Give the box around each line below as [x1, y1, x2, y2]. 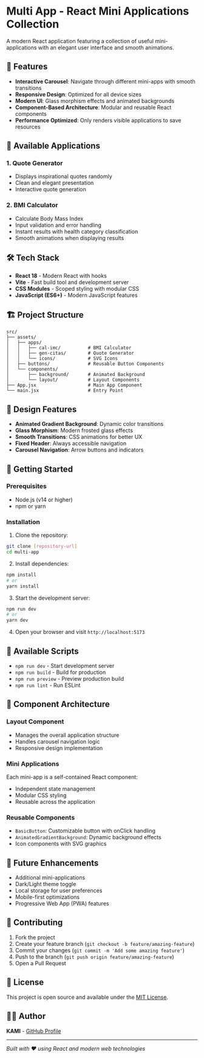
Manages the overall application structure [15, 731, 120, 739]
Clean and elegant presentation [15, 179, 94, 186]
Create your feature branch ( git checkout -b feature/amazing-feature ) [15, 940, 195, 947]
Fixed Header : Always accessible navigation [15, 440, 126, 447]
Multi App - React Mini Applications [6, 4, 189, 18]
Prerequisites [6, 482, 47, 491]
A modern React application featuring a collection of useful [6, 37, 154, 44]
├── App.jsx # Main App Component [6, 382, 143, 388]
